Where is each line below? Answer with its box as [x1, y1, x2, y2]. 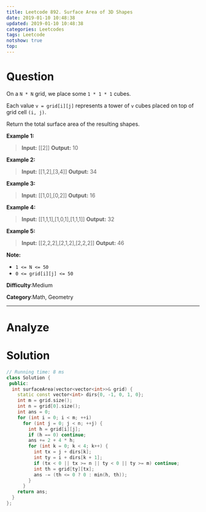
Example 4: [6, 203, 36, 211]
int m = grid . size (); [17, 397, 72, 404]
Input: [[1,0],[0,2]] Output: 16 [21, 192, 96, 199]
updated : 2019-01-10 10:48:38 [6, 20, 84, 26]
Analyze [6, 320, 50, 335]
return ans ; [17, 489, 48, 495]
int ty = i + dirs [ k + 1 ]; [33, 455, 103, 461]
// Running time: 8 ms [6, 369, 64, 375]
